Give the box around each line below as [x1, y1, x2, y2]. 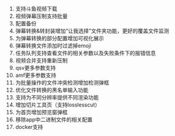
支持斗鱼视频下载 [15, 5, 58, 12]
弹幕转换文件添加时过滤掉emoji [15, 42, 91, 49]
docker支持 [15, 124, 43, 130]
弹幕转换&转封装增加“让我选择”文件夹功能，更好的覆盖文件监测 [15, 27, 170, 34]
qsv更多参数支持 [15, 64, 56, 71]
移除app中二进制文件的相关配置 [15, 116, 93, 123]
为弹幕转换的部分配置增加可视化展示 [15, 35, 104, 41]
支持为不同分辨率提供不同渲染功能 [15, 94, 99, 101]
